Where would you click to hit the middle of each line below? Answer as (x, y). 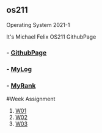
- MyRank (21, 85)
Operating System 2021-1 (38, 25)
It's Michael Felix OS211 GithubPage (51, 37)
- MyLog (19, 69)
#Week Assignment (31, 99)
